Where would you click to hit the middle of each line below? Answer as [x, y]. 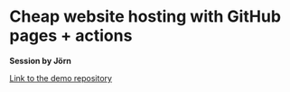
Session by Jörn [41, 60]
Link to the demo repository [61, 78]
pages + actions [71, 36]
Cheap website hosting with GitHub [145, 17]
